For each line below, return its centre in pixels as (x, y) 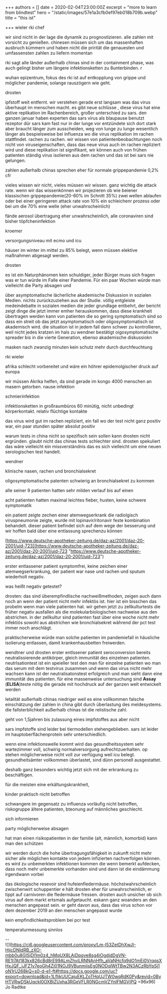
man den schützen (24, 843)
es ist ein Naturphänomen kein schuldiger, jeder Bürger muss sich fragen (80, 275)
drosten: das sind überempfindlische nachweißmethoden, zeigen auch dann (83, 596)
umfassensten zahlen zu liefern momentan (49, 53)
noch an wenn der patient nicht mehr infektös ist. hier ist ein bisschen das (81, 601)
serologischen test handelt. (33, 452)
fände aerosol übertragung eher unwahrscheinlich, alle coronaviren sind (79, 216)
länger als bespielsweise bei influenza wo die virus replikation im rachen (79, 134)
